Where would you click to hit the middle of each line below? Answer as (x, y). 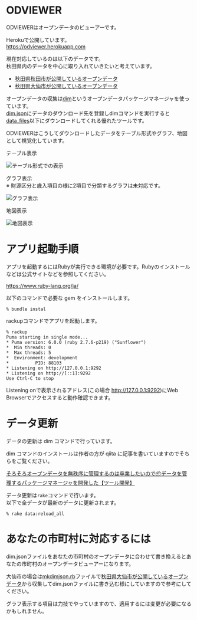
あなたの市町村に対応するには (79, 539)
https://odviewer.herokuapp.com (46, 46)
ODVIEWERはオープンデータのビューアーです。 (63, 27)
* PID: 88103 (34, 363)
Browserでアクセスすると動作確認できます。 (60, 397)
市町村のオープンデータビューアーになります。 (78, 563)
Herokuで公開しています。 (38, 40)
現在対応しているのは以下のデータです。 (55, 58)
